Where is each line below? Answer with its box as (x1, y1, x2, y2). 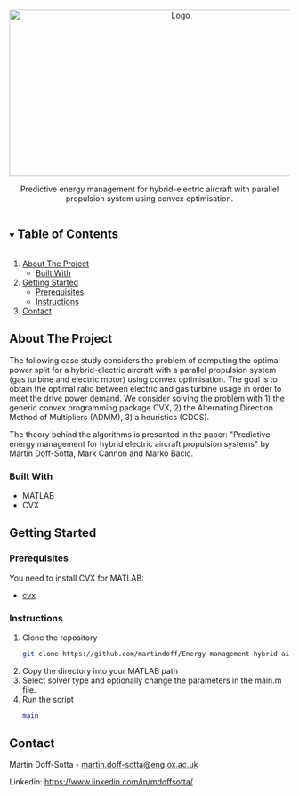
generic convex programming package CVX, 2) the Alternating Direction (9, 402, 274, 413)
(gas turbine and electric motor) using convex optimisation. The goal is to (9, 374, 278, 385)
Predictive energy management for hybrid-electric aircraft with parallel (20, 183, 279, 194)
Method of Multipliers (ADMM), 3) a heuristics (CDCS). (9, 411, 210, 422)
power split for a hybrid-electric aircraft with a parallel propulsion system (9, 364, 277, 375)
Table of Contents (17, 227, 118, 242)
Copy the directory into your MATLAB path (21, 665, 178, 676)
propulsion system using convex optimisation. (65, 193, 234, 204)
